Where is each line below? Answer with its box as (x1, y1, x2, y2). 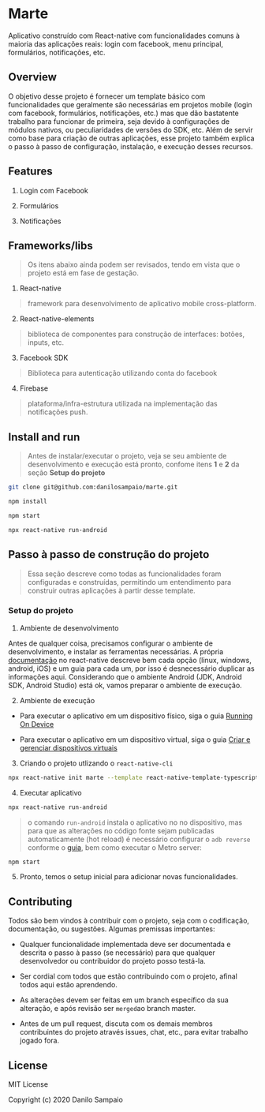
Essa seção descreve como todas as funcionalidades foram (27, 569, 222, 578)
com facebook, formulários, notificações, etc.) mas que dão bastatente (8, 108, 239, 118)
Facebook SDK (19, 353, 69, 363)
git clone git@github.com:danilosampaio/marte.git (8, 483, 178, 492)
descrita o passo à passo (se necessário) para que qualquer (19, 948, 215, 957)
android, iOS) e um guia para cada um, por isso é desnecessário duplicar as (8, 664, 255, 673)
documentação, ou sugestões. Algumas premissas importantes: (8, 924, 215, 934)
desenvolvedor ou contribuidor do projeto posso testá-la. (19, 957, 207, 966)
